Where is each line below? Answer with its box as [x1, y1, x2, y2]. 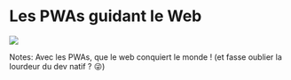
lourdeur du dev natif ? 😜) [9, 61, 106, 71]
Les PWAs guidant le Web [9, 6, 202, 26]
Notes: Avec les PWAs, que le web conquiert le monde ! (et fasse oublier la [9, 51, 282, 62]
